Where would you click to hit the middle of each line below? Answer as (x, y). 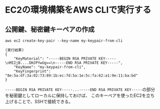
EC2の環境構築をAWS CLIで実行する (78, 10)
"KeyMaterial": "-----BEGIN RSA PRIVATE (55, 59)
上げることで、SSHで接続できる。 (39, 101)
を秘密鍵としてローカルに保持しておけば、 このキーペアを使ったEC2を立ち (80, 95)
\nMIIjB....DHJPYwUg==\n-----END (39, 63)
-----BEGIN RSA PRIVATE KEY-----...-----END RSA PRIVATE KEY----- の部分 (80, 89)
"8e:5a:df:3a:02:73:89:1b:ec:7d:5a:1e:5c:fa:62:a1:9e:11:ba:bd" (71, 76)
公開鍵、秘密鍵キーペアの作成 (50, 29)
